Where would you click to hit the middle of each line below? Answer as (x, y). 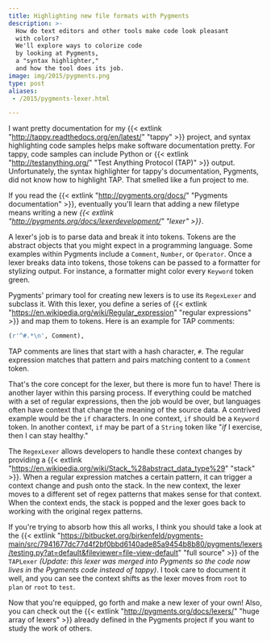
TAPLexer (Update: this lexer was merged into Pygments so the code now (129, 561)
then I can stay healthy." (48, 436)
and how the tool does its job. (70, 69)
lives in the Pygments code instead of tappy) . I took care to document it (127, 570)
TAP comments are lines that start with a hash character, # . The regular (126, 351)
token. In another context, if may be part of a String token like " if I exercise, (135, 427)
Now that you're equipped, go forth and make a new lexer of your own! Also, (135, 603)
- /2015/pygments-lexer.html (61, 98)
